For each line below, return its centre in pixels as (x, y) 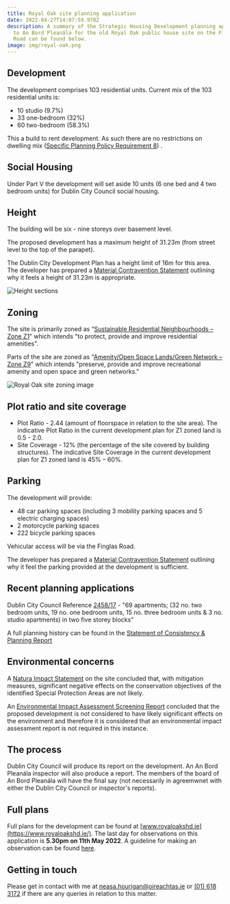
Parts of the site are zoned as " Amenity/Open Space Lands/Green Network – (115, 357)
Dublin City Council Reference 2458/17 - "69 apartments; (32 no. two (105, 604)
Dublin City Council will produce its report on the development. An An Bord (113, 766)
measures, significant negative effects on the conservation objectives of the (114, 686)
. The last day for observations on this (145, 834)
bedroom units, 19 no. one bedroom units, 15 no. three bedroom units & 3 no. (115, 612)
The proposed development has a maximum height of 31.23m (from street (111, 242)
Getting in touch (42, 870)
